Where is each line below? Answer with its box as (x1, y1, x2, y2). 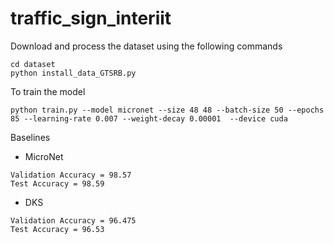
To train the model (10, 85, 86, 97)
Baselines (10, 131, 51, 143)
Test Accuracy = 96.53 (10, 224, 105, 234)
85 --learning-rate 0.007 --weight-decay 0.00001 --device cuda (10, 113, 288, 124)
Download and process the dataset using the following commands (10, 40, 283, 52)
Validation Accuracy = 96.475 (10, 215, 137, 226)
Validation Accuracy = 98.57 (10, 170, 132, 180)
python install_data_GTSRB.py (10, 68, 137, 78)
